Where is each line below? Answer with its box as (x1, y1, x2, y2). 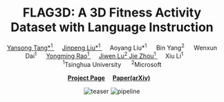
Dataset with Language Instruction (10, 19, 214, 35)
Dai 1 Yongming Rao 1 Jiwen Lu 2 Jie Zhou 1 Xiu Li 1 (25, 50, 184, 60)
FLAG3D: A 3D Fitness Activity (22, 5, 202, 21)
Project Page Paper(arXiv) (67, 74, 151, 82)
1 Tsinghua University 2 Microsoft (62, 59, 162, 68)
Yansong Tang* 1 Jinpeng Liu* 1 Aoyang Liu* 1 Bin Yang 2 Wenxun (6, 42, 218, 52)
